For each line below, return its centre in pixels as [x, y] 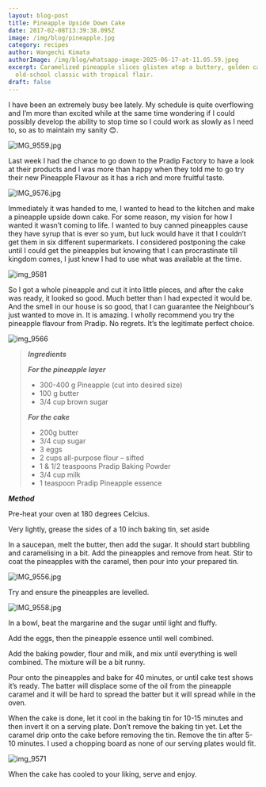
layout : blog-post [38, 15]
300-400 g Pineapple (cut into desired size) [111, 385]
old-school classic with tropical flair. [85, 75]
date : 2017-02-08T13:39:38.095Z [61, 30]
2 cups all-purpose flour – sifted [92, 458]
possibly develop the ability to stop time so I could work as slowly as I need [131, 121]
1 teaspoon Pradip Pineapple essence [101, 483]
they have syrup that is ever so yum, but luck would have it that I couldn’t [127, 233]
